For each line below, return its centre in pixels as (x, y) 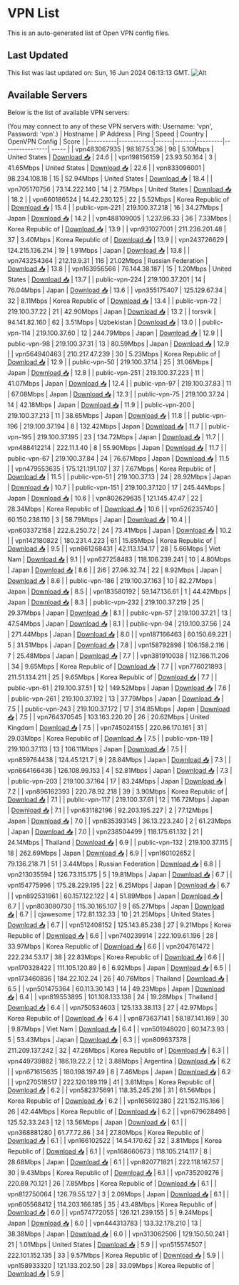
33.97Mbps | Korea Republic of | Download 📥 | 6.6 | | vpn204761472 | (111, 946)
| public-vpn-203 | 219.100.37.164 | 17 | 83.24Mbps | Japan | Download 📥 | (117, 781)
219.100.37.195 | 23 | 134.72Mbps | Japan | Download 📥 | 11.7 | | (130, 436)
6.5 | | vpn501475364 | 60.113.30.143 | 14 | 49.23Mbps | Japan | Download (116, 989)
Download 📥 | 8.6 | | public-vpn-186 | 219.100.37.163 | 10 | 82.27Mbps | (112, 581)
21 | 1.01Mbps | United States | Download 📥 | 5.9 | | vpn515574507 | (107, 1244)
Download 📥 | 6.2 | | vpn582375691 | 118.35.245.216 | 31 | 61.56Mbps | (112, 1090)
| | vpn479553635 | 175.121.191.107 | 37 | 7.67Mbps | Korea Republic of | (112, 469)
